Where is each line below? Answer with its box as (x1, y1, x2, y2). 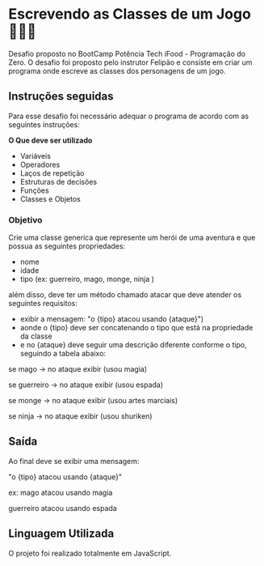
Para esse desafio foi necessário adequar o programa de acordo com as (8, 111, 249, 121)
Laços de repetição (19, 168, 85, 178)
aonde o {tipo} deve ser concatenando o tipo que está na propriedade (19, 323, 254, 333)
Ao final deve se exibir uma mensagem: (8, 456, 140, 466)
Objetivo (8, 214, 43, 225)
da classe (19, 331, 52, 341)
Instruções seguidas (8, 90, 115, 104)
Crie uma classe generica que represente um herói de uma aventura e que (8, 232, 256, 243)
